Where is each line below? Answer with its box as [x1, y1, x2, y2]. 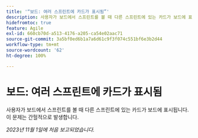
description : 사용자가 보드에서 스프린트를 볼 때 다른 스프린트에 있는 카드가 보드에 [6, 14, 186, 20]
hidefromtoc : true [6, 20, 51, 25]
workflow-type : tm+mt [6, 42, 60, 48]
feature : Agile [6, 25, 44, 31]
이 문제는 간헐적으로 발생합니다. [6, 113, 79, 120]
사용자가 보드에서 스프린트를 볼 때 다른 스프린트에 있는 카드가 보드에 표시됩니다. [6, 106, 189, 113]
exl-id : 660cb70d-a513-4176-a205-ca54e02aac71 [6, 31, 123, 37]
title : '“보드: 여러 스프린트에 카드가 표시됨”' [6, 8, 109, 15]
